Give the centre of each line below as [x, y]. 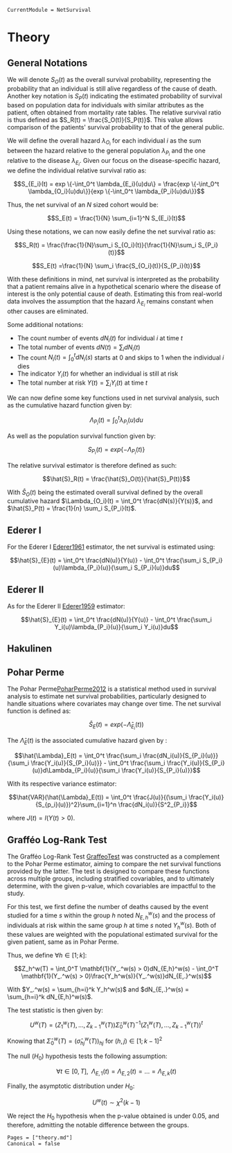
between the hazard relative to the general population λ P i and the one [106, 152]
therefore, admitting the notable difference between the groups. [98, 1125]
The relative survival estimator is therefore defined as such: [92, 465]
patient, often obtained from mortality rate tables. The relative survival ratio [114, 112]
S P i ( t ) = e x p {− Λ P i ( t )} [116, 450]
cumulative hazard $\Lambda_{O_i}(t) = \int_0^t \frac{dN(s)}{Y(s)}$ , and [110, 501]
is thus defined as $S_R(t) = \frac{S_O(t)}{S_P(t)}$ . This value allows [105, 120]
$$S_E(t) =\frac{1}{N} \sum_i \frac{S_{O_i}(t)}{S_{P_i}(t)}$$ [116, 265]
